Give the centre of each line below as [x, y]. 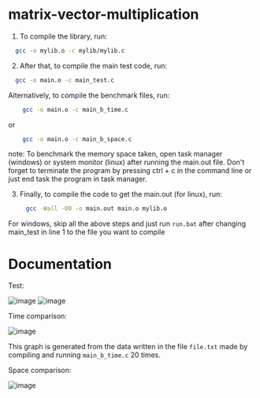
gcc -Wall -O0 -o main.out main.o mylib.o [97, 209]
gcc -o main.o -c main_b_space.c [77, 139]
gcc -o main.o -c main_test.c [65, 80]
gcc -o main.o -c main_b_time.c [75, 109]
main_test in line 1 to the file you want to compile [87, 232]
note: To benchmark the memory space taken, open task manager [115, 154]
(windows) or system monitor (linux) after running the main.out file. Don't [126, 162]
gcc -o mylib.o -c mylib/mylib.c [70, 50]
